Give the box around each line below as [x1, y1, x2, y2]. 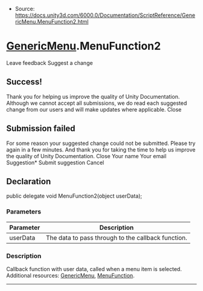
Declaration [6, 176, 51, 187]
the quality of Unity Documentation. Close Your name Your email [6, 152, 167, 159]
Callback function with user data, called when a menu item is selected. [6, 265, 182, 272]
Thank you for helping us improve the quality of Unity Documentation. [6, 93, 180, 100]
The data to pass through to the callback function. [45, 233, 187, 242]
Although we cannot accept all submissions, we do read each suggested [6, 99, 187, 107]
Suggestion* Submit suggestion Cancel [6, 159, 105, 166]
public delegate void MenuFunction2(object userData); [6, 192, 143, 199]
